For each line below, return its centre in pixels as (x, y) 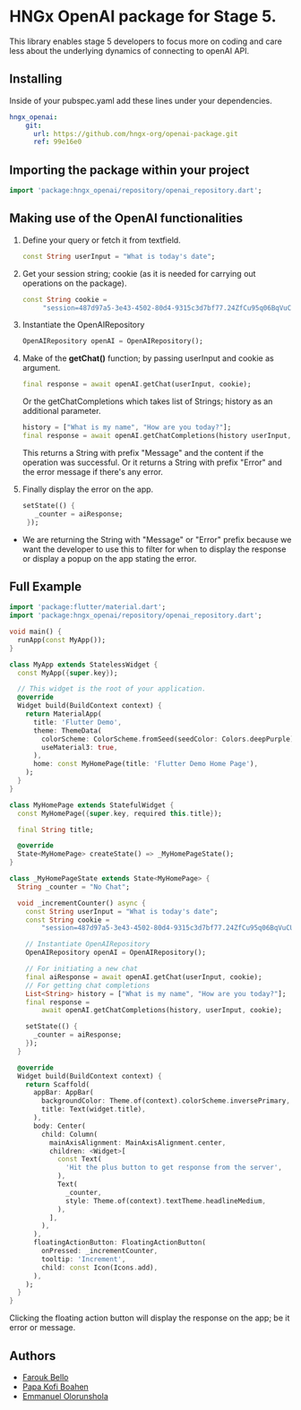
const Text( (79, 1159)
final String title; (56, 830)
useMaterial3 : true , (80, 747)
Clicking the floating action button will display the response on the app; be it (150, 1318)
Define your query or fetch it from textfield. (101, 240)
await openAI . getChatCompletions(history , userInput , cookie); (162, 1010)
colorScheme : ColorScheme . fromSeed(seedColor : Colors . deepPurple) (168, 739)
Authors (33, 1356)
